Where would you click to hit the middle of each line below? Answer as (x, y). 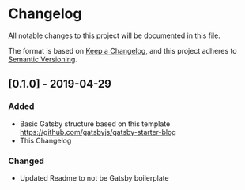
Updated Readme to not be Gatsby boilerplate (94, 177)
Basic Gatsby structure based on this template (95, 124)
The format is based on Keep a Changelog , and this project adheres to (122, 50)
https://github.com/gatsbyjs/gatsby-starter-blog (98, 132)
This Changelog (45, 140)
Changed (26, 161)
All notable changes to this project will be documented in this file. (115, 35)
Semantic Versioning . (43, 59)
